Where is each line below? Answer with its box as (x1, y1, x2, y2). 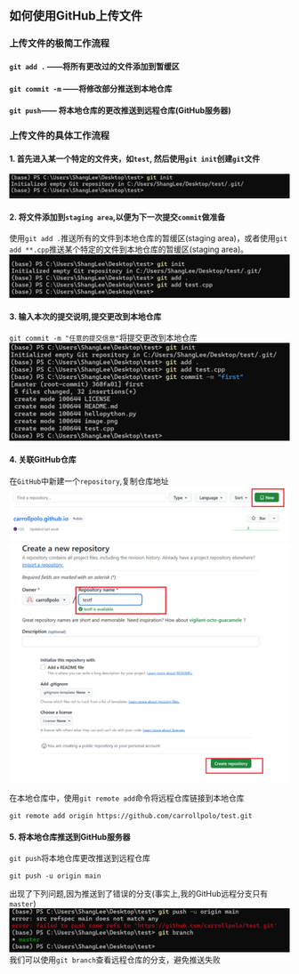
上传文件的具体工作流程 (9, 130, 109, 142)
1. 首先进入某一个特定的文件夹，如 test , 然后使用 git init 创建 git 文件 (9, 153, 261, 164)
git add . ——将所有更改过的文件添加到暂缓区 (9, 60, 180, 71)
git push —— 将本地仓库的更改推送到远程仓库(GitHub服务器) (9, 105, 231, 116)
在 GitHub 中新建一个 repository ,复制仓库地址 (9, 475, 169, 487)
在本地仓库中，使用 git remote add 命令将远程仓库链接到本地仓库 (9, 793, 245, 803)
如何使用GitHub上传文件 (9, 8, 143, 24)
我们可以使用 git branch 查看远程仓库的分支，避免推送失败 (9, 954, 221, 965)
